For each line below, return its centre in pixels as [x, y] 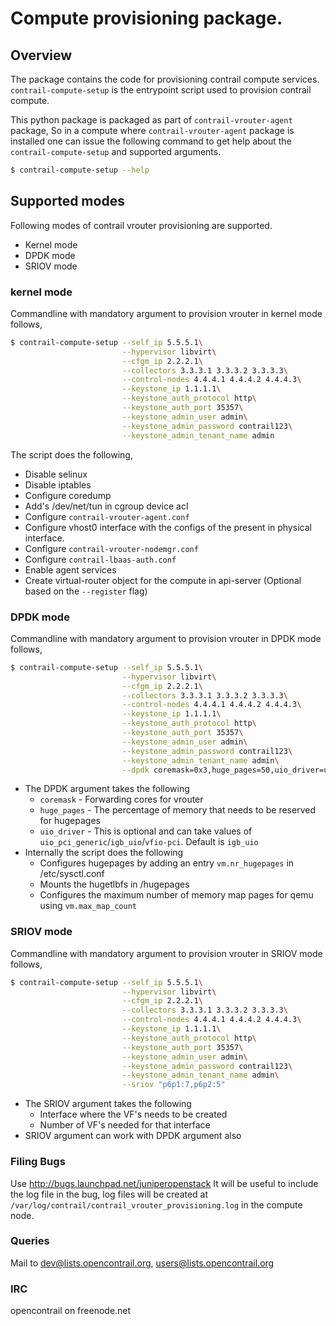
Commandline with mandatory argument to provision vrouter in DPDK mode [166, 638]
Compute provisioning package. [146, 18]
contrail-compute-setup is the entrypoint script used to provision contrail [161, 90]
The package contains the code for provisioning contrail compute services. [165, 79]
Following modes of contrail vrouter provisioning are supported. [141, 225]
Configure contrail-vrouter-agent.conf [107, 516]
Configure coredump [68, 495]
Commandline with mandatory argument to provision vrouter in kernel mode [166, 313]
